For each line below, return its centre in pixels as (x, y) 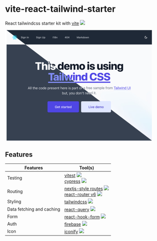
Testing (15, 178)
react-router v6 (80, 194)
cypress (72, 181)
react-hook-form (82, 216)
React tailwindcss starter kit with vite (42, 23)
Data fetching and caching (34, 209)
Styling (14, 202)
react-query (77, 209)
